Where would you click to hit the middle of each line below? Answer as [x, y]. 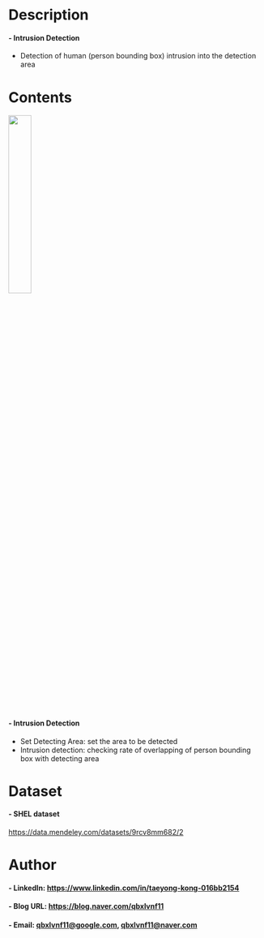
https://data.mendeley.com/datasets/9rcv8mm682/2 [96, 832]
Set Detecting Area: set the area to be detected [99, 741]
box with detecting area [60, 758]
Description [49, 15]
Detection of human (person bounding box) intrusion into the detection [138, 56]
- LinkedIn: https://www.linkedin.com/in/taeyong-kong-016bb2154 [124, 888]
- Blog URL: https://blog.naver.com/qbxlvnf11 [86, 906]
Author [32, 865]
